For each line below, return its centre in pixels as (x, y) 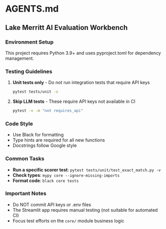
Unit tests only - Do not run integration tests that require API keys (81, 83)
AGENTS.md (32, 9)
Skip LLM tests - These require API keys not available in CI (74, 101)
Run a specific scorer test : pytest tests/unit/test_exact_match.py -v (87, 170)
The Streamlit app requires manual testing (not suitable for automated (85, 210)
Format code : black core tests (46, 180)
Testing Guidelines (29, 71)
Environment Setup (30, 42)
